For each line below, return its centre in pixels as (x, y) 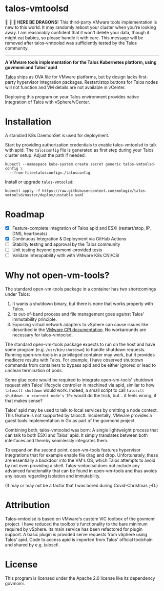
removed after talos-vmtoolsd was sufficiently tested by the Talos (71, 43)
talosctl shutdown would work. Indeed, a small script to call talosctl (75, 390)
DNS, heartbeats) (30, 234)
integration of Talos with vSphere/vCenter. (48, 102)
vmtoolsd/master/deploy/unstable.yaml (44, 195)
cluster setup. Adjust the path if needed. (46, 155)
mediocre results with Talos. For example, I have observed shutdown (74, 360)
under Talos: (18, 294)
